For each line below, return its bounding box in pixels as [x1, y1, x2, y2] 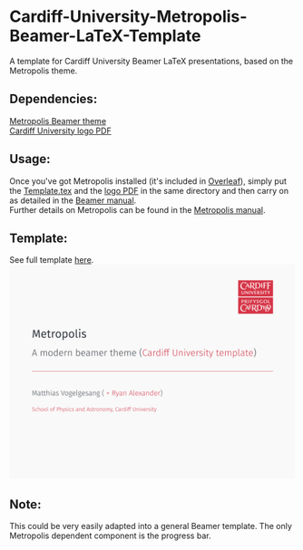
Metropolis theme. [9, 65, 78, 76]
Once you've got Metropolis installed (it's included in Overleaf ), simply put [9, 175, 288, 187]
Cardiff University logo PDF [9, 125, 112, 136]
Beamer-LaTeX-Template [9, 25, 201, 46]
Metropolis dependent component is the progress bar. [9, 530, 211, 541]
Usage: [9, 151, 52, 167]
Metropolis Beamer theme [9, 115, 107, 126]
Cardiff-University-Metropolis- [9, 6, 248, 27]
